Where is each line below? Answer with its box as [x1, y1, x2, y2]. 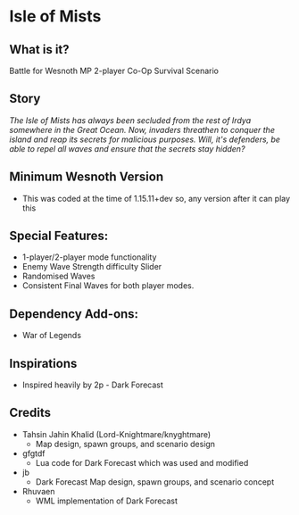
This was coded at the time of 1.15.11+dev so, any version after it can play [21, 193, 291, 204]
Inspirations [9, 355, 78, 371]
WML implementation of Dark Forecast [35, 495, 179, 506]
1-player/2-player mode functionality [21, 252, 157, 262]
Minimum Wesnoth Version [9, 170, 164, 185]
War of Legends [21, 330, 82, 341]
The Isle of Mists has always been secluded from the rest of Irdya [9, 114, 252, 126]
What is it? [9, 42, 70, 57]
